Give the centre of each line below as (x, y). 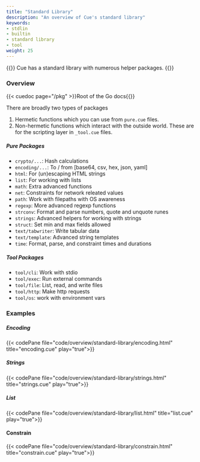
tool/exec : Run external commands (59, 278)
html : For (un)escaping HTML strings (60, 174)
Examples (21, 313)
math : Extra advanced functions (53, 187)
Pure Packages (25, 146)
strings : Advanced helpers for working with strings (78, 218)
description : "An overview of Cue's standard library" (76, 17)
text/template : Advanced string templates (67, 238)
